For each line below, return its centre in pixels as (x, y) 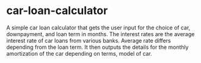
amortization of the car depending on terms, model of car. (79, 53)
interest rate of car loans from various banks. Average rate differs (89, 40)
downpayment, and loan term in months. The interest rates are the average (100, 34)
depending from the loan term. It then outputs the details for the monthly (97, 47)
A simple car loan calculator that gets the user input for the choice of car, (98, 28)
